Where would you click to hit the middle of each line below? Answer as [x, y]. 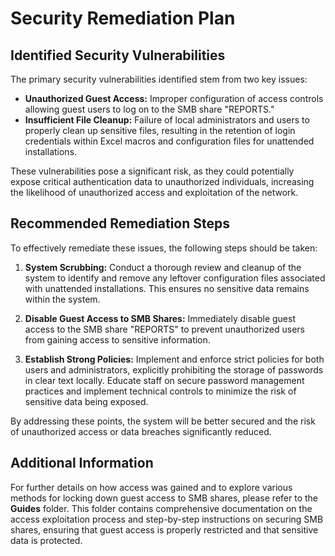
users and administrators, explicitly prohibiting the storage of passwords [174, 369]
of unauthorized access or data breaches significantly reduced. [141, 431]
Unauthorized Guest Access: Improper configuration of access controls [174, 98]
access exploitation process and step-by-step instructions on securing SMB [167, 519]
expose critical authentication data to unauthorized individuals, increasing [162, 181]
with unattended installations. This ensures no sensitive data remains [167, 288]
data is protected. [46, 540]
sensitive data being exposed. [86, 401]
